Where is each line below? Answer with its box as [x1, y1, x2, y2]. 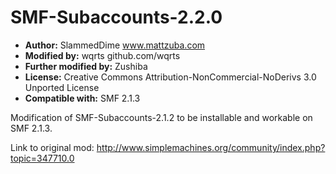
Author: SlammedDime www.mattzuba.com [24, 39, 206, 51]
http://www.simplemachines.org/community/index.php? [96, 141, 326, 153]
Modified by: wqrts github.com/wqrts [24, 49, 181, 61]
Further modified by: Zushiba [24, 60, 148, 72]
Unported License [24, 81, 100, 93]
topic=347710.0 [10, 152, 75, 164]
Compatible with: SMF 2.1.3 [24, 92, 141, 104]
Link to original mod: [10, 141, 95, 153]
